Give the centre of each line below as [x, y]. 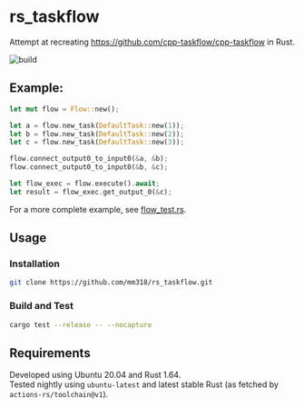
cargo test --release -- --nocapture [81, 324]
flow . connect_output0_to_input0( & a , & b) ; [89, 159]
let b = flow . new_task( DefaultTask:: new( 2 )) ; [97, 134]
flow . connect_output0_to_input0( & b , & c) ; [89, 167]
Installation [35, 264]
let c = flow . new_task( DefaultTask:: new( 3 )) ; [97, 143]
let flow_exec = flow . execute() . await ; [85, 184]
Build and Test [42, 306]
